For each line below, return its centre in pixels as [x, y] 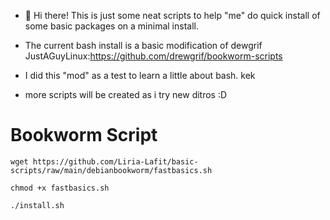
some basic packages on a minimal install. [111, 26]
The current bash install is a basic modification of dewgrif [143, 45]
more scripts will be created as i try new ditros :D [126, 94]
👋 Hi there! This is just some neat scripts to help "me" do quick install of [172, 15]
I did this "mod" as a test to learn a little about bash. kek [140, 75]
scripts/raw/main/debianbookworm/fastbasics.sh [111, 170]
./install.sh [37, 205]
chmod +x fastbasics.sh [60, 188]
